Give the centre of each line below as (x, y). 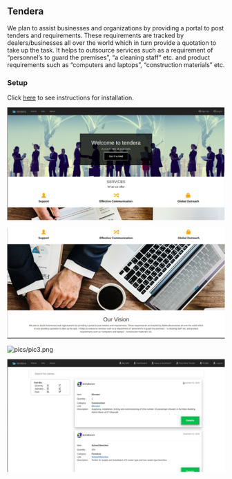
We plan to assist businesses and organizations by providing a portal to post (116, 28)
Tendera (26, 11)
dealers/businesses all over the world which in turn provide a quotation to (112, 43)
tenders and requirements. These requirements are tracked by (96, 35)
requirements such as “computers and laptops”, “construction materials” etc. (116, 64)
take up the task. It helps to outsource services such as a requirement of (110, 50)
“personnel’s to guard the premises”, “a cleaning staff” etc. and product (109, 57)
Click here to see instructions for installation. (71, 98)
